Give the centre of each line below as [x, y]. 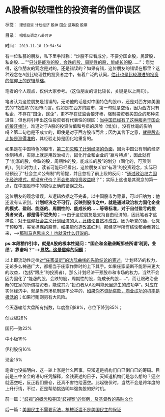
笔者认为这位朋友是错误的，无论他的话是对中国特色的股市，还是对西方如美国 [82, 101]
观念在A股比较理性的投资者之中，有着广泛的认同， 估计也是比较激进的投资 [84, 74]
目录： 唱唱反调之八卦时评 [29, 35]
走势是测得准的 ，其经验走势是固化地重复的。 [50, 138]
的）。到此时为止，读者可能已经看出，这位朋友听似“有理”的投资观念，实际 [79, 167]
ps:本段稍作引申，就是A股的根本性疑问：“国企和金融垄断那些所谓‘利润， [79, 243]
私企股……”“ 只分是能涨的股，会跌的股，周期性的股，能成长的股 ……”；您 [78, 62]
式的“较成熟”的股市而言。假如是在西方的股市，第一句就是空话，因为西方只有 [82, 107]
